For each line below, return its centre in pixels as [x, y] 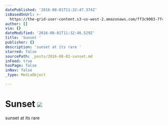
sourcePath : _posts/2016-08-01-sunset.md [49, 56]
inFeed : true [19, 61]
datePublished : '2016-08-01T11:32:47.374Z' [51, 10]
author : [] [16, 24]
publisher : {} [20, 42]
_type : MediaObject [25, 75]
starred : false [21, 51]
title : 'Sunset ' [23, 38]
